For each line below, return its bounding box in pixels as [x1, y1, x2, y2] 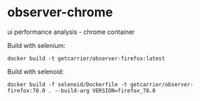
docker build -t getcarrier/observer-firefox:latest [7, 54, 165, 62]
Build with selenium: [7, 41, 65, 49]
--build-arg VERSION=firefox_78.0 [54, 87, 156, 94]
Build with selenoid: [7, 67, 65, 76]
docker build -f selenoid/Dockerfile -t [7, 81, 128, 88]
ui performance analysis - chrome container [7, 28, 135, 36]
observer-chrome [7, 4, 113, 20]
